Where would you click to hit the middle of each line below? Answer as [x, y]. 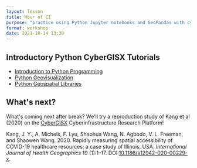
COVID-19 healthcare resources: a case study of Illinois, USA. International [96, 146]
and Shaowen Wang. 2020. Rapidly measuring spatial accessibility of [89, 140]
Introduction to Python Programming [59, 71]
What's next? [31, 103]
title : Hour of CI [28, 17]
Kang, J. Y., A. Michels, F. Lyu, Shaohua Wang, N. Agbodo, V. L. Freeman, [95, 134]
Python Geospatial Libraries [48, 83]
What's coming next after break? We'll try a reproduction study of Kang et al [98, 116]
